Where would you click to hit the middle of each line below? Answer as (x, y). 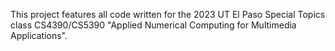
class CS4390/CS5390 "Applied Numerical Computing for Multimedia (153, 25)
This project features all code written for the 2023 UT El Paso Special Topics (168, 14)
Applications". (39, 35)
